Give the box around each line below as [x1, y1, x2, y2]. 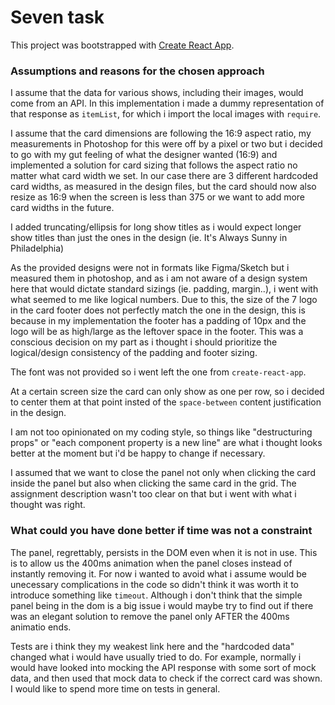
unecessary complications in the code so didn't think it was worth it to [10, 578, 299, 590]
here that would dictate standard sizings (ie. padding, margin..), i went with [10, 283, 319, 295]
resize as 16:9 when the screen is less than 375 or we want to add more [10, 191, 306, 203]
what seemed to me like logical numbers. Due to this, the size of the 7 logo [10, 294, 318, 306]
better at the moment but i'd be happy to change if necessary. [10, 447, 266, 460]
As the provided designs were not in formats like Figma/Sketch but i [10, 262, 290, 274]
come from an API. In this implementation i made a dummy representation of [10, 97, 325, 110]
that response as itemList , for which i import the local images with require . [10, 108, 322, 120]
